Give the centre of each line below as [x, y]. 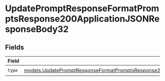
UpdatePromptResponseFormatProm [82, 9]
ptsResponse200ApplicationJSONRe [82, 19]
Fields [15, 47]
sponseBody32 [37, 29]
